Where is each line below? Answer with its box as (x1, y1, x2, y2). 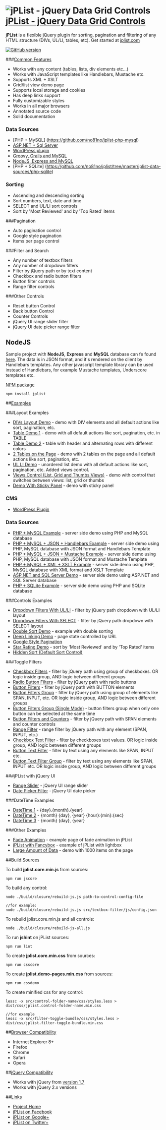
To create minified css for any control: (5, 989, 83, 995)
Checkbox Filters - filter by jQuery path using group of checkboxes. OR (12, 668, 159, 674)
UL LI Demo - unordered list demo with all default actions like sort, (12, 462, 148, 468)
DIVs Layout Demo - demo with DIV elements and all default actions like (12, 419, 160, 425)
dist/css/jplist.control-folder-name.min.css (5, 1003, 101, 1008)
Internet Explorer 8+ (12, 1039, 54, 1045)
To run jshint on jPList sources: (5, 934, 69, 940)
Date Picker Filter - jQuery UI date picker (12, 787, 96, 793)
